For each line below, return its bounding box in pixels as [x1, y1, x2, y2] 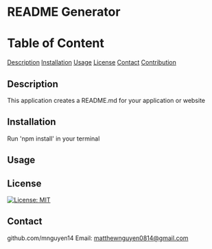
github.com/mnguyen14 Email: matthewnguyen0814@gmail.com [7, 234, 189, 242]
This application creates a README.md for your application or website [7, 96, 206, 104]
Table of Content [7, 36, 105, 51]
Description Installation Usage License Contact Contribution [7, 58, 177, 67]
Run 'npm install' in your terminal [7, 134, 100, 143]
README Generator [7, 4, 121, 20]
